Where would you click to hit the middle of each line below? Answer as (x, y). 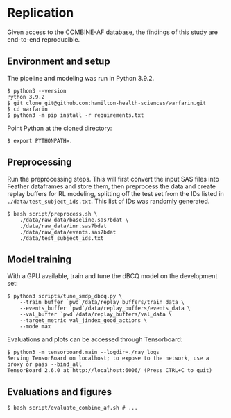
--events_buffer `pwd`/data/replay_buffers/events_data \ (105, 308)
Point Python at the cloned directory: (60, 128)
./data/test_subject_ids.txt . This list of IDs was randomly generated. (109, 201)
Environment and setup (59, 62)
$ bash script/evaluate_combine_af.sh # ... (72, 408)
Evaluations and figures (60, 392)
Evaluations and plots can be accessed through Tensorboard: (95, 339)
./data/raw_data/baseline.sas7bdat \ (74, 220)
